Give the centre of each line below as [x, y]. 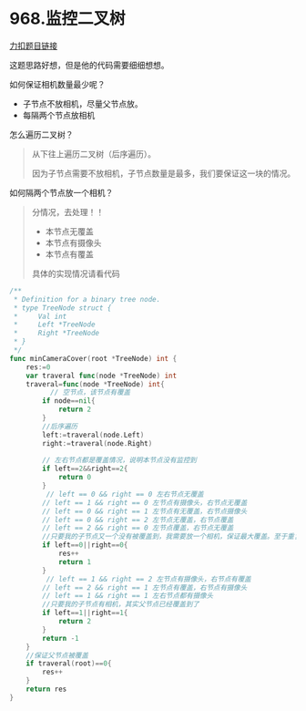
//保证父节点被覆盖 [57, 655]
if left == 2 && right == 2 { [85, 469]
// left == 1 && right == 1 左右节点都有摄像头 [128, 596]
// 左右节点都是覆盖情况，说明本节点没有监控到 [120, 460]
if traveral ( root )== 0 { [69, 664]
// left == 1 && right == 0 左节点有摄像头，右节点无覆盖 [145, 502]
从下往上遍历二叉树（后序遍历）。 [94, 154]
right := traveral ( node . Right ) [97, 443]
